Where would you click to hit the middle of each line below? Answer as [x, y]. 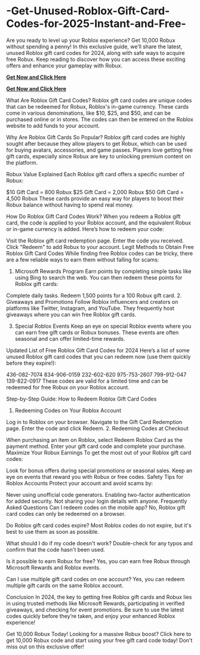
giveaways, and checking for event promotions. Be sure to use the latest [95, 610]
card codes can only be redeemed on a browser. [66, 513]
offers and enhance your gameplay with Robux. [64, 65]
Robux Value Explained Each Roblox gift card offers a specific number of [96, 174]
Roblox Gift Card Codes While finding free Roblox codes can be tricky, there [99, 253]
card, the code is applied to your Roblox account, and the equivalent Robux [99, 223]
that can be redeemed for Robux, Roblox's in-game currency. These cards [98, 106]
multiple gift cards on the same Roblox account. [65, 585]
